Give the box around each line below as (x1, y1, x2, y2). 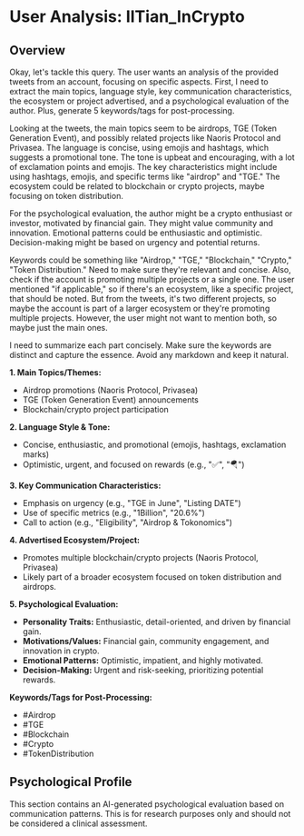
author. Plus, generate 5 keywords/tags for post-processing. (9, 105, 235, 115)
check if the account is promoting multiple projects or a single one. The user (9, 274, 295, 284)
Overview (9, 43, 66, 58)
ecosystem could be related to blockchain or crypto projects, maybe (9, 181, 265, 192)
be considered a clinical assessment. (9, 818, 148, 829)
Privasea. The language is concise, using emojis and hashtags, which (9, 143, 270, 153)
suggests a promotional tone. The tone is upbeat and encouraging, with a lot (9, 152, 295, 163)
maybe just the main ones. (9, 323, 109, 333)
